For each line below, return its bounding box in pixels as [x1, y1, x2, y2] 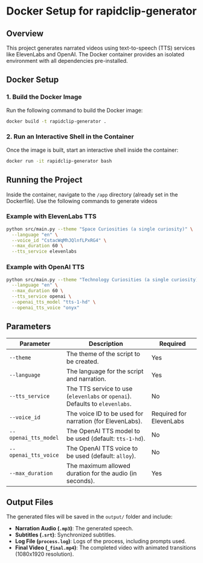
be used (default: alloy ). [66, 452, 136, 460]
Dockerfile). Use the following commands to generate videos [6, 197, 158, 204]
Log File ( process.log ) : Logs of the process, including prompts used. [14, 538, 186, 545]
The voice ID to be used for [66, 409, 144, 418]
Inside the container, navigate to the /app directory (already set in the [6, 190, 178, 198]
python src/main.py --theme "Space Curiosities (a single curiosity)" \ [6, 226, 193, 232]
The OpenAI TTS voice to [66, 444, 138, 452]
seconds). [66, 477, 95, 485]
